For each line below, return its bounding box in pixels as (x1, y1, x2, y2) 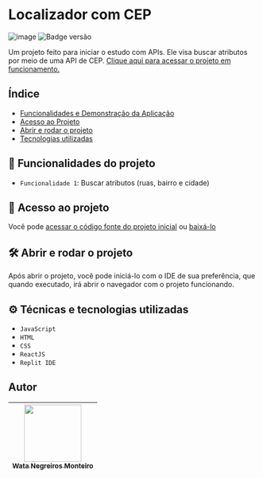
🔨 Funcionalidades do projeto (8, 157, 156, 170)
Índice (8, 87, 40, 101)
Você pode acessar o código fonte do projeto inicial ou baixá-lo (8, 222, 216, 231)
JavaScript (19, 325, 56, 333)
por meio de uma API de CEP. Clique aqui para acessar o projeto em (8, 56, 231, 65)
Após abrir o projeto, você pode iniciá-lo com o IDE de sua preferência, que (8, 271, 256, 281)
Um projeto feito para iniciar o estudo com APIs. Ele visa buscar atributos (8, 47, 248, 56)
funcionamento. (8, 64, 60, 73)
